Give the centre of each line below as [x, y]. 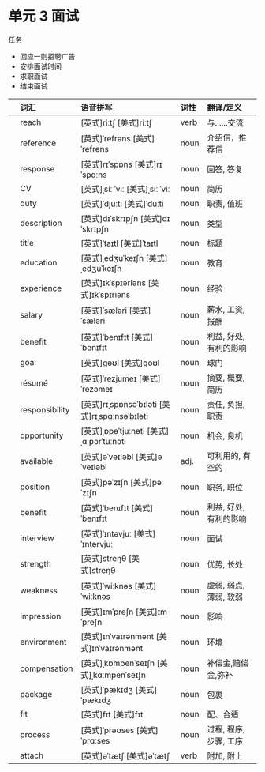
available [37, 461]
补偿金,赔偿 [228, 663]
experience [41, 288]
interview [37, 538]
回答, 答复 [225, 169]
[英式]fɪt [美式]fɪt [112, 714]
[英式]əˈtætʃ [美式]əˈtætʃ [125, 755]
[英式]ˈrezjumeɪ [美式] [120, 378]
